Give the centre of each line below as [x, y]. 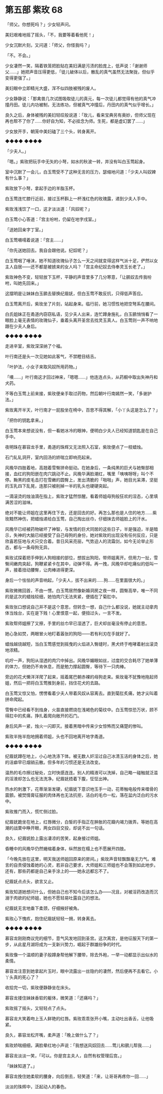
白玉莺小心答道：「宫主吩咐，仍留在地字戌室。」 [52, 219]
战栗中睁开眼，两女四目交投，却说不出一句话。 [60, 828]
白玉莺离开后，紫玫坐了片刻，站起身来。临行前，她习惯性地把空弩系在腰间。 [81, 304]
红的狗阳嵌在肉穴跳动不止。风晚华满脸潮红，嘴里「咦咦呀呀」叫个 [83, 474]
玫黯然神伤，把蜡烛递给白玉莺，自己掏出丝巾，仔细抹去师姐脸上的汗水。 [77, 519]
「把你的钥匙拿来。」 [25, 420]
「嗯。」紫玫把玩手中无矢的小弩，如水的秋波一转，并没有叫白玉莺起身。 [76, 161]
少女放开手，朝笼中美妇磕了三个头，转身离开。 [52, 131]
